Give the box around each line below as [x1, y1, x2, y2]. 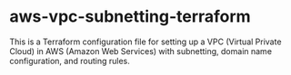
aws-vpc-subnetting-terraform [9, 6, 252, 27]
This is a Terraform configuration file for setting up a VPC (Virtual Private [9, 36, 282, 47]
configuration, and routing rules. [9, 55, 130, 66]
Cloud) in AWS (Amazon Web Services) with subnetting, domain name [9, 45, 273, 56]
